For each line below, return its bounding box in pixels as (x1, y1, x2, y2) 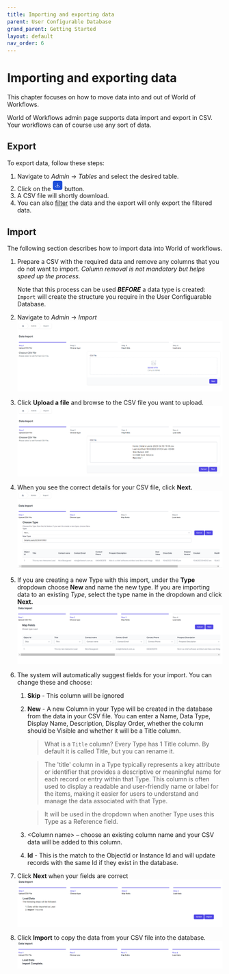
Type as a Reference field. (44, 818, 118, 826)
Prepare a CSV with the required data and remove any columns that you (16, 258, 219, 266)
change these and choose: (16, 679, 92, 687)
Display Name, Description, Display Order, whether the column (27, 720, 204, 728)
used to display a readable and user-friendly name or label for (44, 782, 219, 791)
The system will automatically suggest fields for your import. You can (16, 671, 212, 679)
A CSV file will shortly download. (16, 192, 109, 200)
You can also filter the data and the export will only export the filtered (16, 199, 213, 207)
